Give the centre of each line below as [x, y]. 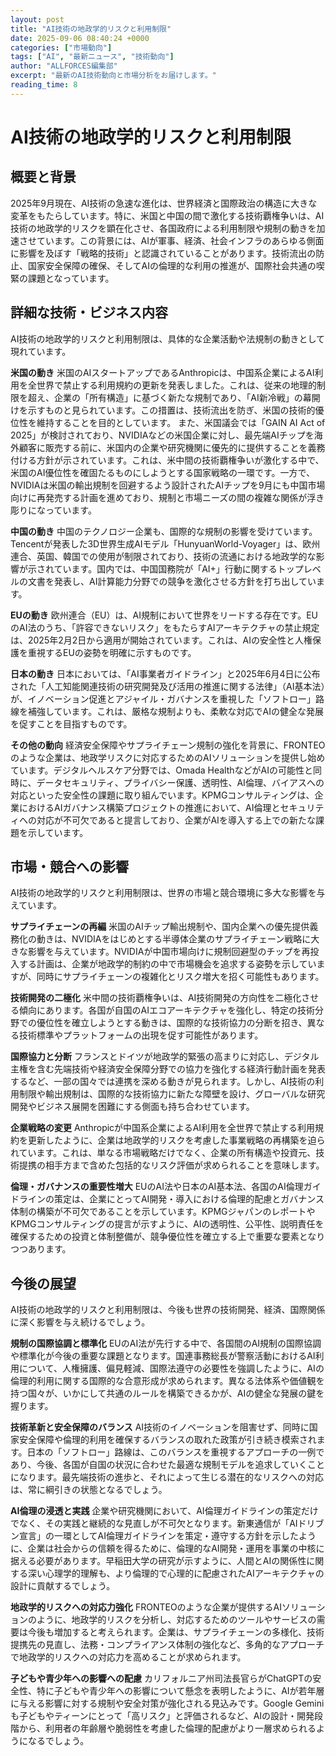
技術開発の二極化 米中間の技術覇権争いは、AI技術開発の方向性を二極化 [156, 998]
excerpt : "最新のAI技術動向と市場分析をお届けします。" [113, 76]
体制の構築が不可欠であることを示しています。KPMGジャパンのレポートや [163, 1212]
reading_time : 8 [44, 85]
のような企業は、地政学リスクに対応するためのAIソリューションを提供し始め [168, 757]
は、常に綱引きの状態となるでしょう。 [89, 1490]
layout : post [37, 19]
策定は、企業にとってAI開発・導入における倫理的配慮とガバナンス [189, 1199]
